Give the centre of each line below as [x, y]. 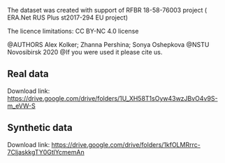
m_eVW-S [22, 106]
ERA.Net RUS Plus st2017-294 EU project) [67, 17]
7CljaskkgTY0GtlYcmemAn [46, 152]
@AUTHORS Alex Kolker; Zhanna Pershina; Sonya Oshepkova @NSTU [108, 44]
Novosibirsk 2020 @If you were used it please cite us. [85, 52]
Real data [28, 74]
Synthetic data [40, 128]
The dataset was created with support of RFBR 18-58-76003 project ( [107, 10]
